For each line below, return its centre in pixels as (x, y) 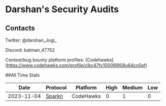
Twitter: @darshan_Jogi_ (31, 40)
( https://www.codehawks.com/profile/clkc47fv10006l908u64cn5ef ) (76, 65)
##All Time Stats (23, 75)
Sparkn (54, 96)
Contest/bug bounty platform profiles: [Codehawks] (59, 60)
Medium (133, 87)
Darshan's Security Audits (62, 9)
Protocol (56, 87)
